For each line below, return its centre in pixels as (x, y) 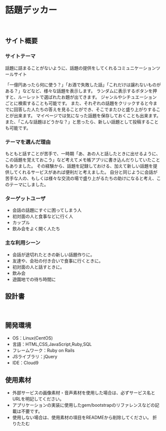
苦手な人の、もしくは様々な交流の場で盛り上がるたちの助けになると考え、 (81, 178)
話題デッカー (31, 10)
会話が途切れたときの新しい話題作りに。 (53, 255)
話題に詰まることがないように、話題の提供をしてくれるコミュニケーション (81, 68)
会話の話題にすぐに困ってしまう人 (47, 210)
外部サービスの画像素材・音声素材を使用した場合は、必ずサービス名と (84, 392)
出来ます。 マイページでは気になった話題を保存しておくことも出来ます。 (87, 115)
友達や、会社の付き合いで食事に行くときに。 (58, 260)
